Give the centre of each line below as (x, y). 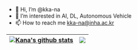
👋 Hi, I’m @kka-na (38, 9)
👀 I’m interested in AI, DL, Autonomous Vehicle (73, 16)
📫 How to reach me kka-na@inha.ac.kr (64, 23)
